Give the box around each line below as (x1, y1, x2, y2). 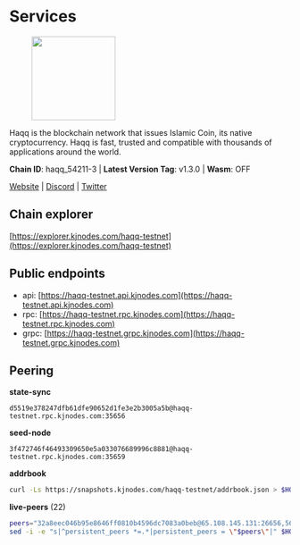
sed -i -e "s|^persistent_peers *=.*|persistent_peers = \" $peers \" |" (9, 527, 278, 537)
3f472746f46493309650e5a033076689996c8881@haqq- (9, 445, 194, 454)
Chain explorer (9, 207, 94, 222)
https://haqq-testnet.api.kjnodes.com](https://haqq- (40, 289, 233, 300)
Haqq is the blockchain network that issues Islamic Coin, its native (9, 127, 253, 138)
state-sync (9, 387, 52, 398)
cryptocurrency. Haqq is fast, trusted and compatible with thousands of (9, 137, 272, 147)
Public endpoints (9, 266, 105, 281)
